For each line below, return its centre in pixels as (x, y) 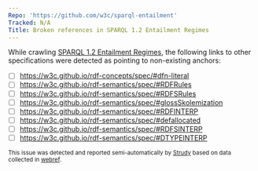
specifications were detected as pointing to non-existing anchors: (115, 60)
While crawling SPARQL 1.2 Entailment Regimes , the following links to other (130, 53)
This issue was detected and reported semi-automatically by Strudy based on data (120, 153)
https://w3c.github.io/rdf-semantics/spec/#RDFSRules (108, 93)
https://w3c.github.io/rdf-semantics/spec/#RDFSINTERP (111, 129)
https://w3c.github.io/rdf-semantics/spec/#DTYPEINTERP (113, 137)
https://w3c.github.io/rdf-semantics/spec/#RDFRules (105, 85)
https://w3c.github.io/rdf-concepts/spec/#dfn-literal (104, 76)
